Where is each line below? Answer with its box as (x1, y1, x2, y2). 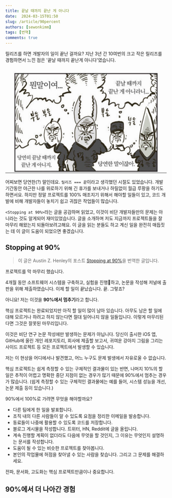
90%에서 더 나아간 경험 (5, 485, 76, 493)
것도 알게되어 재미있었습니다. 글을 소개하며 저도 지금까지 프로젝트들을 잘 (18, 215, 163, 221)
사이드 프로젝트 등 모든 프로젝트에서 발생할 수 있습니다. (5, 343, 115, 350)
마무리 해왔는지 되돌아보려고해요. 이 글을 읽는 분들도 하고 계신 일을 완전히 (5, 222, 152, 228)
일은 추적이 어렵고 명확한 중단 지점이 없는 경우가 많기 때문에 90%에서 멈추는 (5, 372, 157, 378)
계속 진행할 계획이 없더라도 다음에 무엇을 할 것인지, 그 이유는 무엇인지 (12, 432, 151, 438)
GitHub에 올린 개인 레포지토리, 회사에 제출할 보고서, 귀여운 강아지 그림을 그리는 (5, 337, 163, 343)
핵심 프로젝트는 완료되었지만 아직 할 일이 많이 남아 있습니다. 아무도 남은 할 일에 (5, 307, 162, 313)
